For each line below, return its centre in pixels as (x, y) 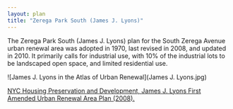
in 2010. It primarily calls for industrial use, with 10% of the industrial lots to (116, 56)
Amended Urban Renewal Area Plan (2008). (71, 98)
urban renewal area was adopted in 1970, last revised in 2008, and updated (117, 48)
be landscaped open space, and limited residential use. (88, 63)
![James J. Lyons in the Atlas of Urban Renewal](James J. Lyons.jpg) (107, 77)
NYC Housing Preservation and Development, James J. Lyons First (104, 91)
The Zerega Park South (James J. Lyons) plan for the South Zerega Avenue (116, 40)
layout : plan (26, 14)
